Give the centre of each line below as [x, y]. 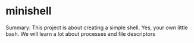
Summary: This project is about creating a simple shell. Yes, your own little [97, 27]
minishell [29, 11]
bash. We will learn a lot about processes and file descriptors [81, 33]
